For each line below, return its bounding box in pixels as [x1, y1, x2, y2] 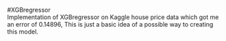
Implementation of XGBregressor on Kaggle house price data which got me [7, 13, 219, 21]
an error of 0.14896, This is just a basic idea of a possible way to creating [7, 20, 214, 28]
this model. [7, 27, 39, 36]
